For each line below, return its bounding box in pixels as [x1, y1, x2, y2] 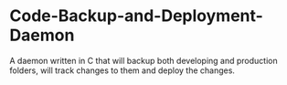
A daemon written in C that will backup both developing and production [9, 55, 278, 66]
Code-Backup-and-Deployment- [9, 5, 263, 27]
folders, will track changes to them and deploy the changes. [9, 65, 236, 76]
